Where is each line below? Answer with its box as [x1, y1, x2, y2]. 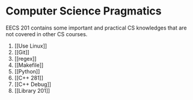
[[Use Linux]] [14, 42, 47, 49]
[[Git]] [14, 48, 29, 55]
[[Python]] [14, 67, 40, 75]
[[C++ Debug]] [14, 80, 52, 88]
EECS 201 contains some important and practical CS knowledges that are [5, 24, 187, 31]
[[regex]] [14, 55, 37, 62]
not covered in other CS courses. [5, 30, 88, 37]
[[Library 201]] [14, 87, 51, 94]
